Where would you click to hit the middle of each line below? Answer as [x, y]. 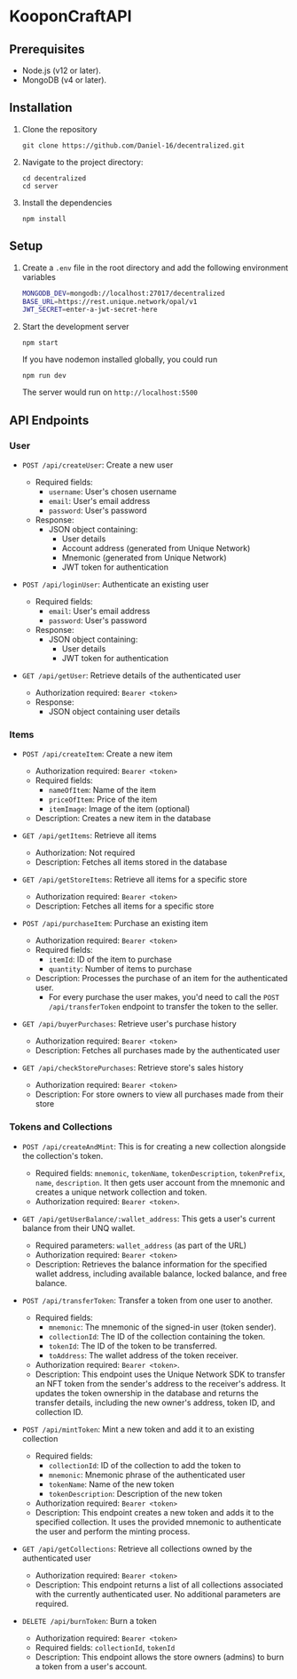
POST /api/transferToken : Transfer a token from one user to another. [147, 1300]
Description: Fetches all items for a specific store [125, 906]
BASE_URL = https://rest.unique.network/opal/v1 [109, 301]
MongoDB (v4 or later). [64, 80]
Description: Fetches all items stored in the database [131, 862]
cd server [40, 186]
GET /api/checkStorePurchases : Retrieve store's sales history [133, 1067]
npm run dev [44, 376]
